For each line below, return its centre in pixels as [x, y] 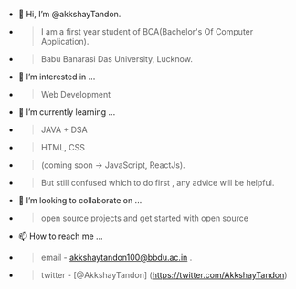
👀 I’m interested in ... [57, 77]
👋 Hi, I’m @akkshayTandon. [69, 14]
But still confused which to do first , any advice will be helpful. [158, 183]
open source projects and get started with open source [145, 218]
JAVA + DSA [64, 129]
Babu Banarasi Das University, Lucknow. [117, 59]
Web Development [76, 94]
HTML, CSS [63, 147]
